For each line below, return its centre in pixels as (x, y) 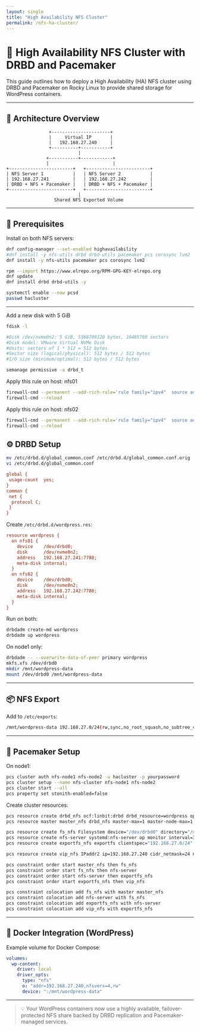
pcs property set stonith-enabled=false (57, 794)
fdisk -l (17, 326)
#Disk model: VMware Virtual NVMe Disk (56, 343)
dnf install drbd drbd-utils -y (46, 282)
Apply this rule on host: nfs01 (42, 382)
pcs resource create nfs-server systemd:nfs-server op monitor (86, 838)
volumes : (17, 958)
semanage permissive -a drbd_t (45, 370)
